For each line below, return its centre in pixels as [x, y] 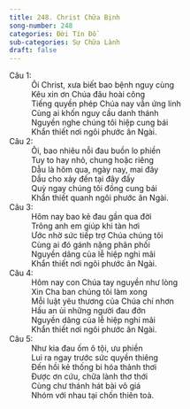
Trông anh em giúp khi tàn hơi [85, 226]
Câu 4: [21, 273]
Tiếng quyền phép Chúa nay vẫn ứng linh [106, 104]
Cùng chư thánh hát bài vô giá [86, 386]
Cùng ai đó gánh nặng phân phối [91, 245]
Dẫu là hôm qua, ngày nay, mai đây [95, 170]
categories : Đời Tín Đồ [53, 34]
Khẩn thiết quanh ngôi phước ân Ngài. [100, 198]
